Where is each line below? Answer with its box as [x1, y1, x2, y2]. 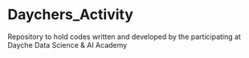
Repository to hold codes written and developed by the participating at [7, 32, 242, 41]
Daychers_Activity [7, 6, 134, 24]
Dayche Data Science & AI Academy [7, 40, 128, 49]
